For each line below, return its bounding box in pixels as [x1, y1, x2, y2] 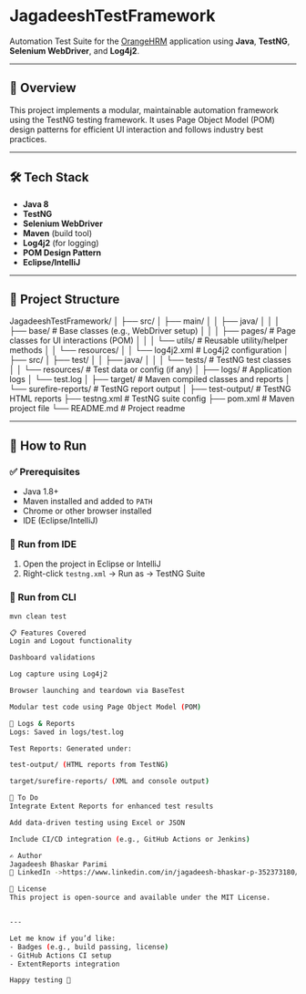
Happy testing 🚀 [9, 976, 71, 985]
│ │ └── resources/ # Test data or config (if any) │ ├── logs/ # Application [9, 364, 292, 375]
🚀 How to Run [9, 438, 87, 453]
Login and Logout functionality [9, 637, 132, 646]
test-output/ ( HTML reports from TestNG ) [9, 761, 169, 770]
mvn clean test [9, 612, 67, 621]
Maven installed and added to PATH [22, 496, 153, 507]
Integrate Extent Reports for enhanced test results [9, 802, 214, 812]
